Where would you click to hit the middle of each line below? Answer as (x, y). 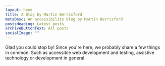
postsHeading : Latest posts (35, 24)
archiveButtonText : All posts (37, 28)
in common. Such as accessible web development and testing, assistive (80, 52)
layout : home (19, 10)
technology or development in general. (45, 58)
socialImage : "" (22, 33)
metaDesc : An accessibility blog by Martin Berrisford (64, 19)
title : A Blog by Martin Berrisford (44, 14)
